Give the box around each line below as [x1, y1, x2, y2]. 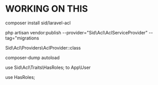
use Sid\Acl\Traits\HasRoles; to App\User [5, 64, 91, 70]
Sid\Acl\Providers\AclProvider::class [5, 45, 81, 51]
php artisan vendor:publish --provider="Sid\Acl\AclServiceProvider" [5, 29, 148, 35]
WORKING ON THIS [5, 3, 88, 15]
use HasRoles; [5, 74, 35, 80]
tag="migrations [5, 35, 39, 41]
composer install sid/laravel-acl [5, 20, 71, 26]
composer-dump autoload [5, 54, 60, 61]
